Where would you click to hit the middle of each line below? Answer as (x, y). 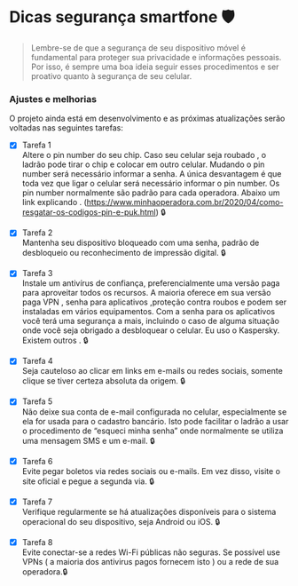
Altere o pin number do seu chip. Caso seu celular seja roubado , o (144, 155)
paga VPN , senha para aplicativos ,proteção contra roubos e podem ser (154, 302)
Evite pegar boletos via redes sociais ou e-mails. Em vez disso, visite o (151, 471)
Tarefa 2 (37, 233)
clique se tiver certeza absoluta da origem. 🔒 (104, 381)
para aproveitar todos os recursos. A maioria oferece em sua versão (146, 293)
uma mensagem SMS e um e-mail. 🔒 (88, 440)
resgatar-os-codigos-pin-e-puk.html (89, 212)
